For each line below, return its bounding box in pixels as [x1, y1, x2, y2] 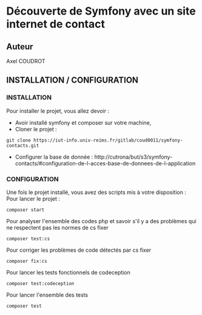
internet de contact [6, 17, 105, 31]
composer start [6, 207, 45, 213]
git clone [6, 137, 32, 144]
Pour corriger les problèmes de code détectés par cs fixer [6, 246, 152, 254]
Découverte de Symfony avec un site [6, 4, 196, 18]
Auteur [6, 41, 33, 52]
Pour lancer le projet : [6, 195, 61, 202]
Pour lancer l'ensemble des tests [6, 291, 89, 299]
